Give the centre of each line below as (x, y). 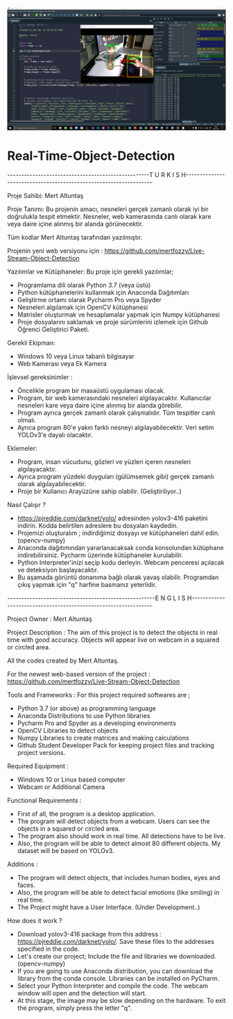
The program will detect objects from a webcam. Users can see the (113, 821)
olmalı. (27, 420)
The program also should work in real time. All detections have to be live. (121, 836)
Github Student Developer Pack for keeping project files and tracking (116, 745)
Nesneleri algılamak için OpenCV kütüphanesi (83, 307)
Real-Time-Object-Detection (91, 156)
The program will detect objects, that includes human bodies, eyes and (119, 878)
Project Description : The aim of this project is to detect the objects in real (112, 633)
